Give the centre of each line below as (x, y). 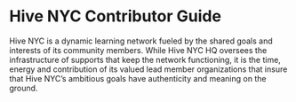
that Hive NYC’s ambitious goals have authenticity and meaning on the (138, 78)
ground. (24, 88)
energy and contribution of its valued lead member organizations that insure (148, 69)
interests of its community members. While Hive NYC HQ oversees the (138, 50)
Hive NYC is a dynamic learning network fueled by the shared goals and (141, 41)
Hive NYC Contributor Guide (116, 16)
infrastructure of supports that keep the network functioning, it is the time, (145, 59)
